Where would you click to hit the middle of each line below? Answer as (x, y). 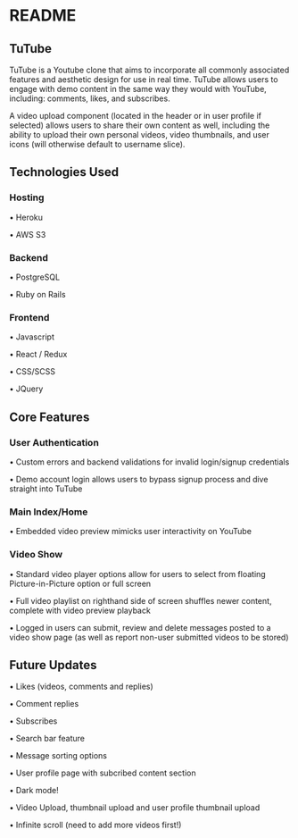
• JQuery (26, 389)
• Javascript (32, 337)
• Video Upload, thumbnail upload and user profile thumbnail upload (135, 808)
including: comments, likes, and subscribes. (90, 98)
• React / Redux (38, 355)
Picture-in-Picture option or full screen (80, 583)
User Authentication (54, 442)
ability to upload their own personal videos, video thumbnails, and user (139, 134)
